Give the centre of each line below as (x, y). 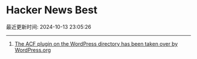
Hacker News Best (52, 10)
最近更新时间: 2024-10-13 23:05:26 (49, 27)
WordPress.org (33, 50)
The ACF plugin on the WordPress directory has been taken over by (96, 43)
